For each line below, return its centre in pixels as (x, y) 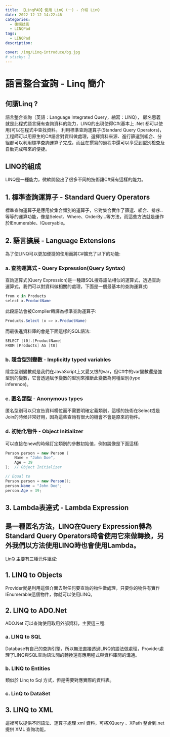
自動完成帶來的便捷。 (27, 149)
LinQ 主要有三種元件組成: (31, 559)
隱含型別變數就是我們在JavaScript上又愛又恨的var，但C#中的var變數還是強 (84, 371)
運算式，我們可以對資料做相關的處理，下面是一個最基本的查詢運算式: (77, 286)
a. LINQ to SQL (23, 637)
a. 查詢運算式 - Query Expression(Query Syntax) (65, 268)
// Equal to (18, 476)
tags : (11, 34)
